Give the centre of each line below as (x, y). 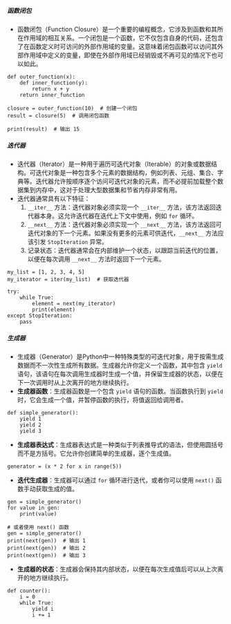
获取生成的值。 (57, 489)
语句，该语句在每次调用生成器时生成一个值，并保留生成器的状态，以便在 (120, 374)
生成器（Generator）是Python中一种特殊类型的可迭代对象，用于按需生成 (120, 357)
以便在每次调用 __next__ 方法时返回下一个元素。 (96, 258)
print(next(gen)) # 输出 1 (47, 540)
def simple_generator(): (43, 413)
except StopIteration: (40, 315)
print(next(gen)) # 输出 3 (47, 555)
